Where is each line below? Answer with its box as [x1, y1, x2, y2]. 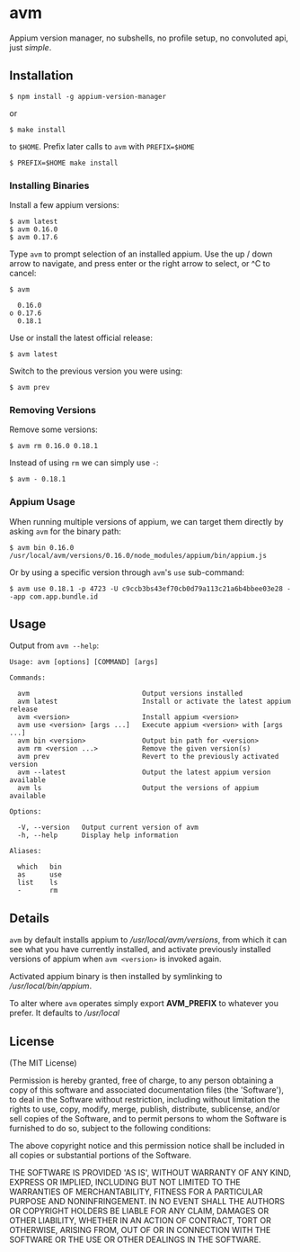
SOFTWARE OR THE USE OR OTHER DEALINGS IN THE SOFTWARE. [9, 1234, 261, 1245]
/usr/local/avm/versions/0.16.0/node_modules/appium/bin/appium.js [9, 551, 268, 560]
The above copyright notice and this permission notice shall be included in [9, 1140, 285, 1151]
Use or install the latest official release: [9, 332, 154, 344]
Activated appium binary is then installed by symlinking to [9, 971, 223, 982]
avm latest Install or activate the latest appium [17, 697, 292, 707]
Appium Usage [9, 496, 75, 509]
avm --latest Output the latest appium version [17, 768, 271, 777]
